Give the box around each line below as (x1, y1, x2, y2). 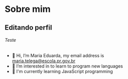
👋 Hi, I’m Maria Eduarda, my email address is (12, 52, 104, 58)
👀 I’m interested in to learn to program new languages (12, 63, 123, 69)
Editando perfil (5, 23, 52, 32)
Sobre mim (5, 3, 51, 15)
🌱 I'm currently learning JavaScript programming (12, 68, 113, 74)
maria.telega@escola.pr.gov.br (12, 58, 76, 64)
